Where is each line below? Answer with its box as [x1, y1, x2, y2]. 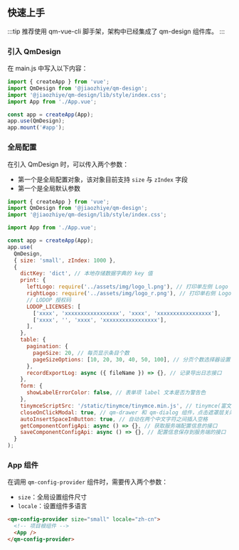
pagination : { [26, 343, 69, 350]
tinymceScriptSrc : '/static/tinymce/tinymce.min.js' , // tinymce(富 [20, 402, 226, 409]
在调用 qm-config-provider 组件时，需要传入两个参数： [7, 477, 169, 486]
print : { [20, 277, 46, 284]
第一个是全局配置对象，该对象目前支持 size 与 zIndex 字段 [17, 175, 188, 184]
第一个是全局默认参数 [17, 184, 80, 192]
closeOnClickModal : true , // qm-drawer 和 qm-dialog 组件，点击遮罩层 [20, 408, 224, 416]
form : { [20, 383, 43, 390]
